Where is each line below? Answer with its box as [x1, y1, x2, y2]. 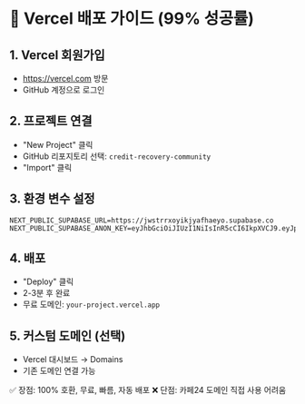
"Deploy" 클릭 [22, 276, 74, 287]
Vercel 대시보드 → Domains [22, 354, 123, 365]
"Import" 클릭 [22, 162, 73, 172]
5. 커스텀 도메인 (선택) [9, 328, 126, 343]
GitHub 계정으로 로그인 [22, 84, 105, 95]
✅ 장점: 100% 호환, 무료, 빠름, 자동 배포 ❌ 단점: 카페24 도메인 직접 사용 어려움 [9, 385, 287, 396]
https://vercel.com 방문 [22, 74, 109, 84]
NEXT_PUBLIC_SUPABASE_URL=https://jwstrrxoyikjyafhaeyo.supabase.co [9, 215, 274, 225]
